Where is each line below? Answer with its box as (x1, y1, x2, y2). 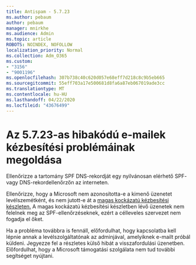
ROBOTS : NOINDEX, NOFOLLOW (6, 42, 73, 48)
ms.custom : (6, 58, 33, 64)
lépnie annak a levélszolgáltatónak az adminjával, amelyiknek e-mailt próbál (6, 234, 191, 241)
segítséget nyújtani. (6, 253, 54, 260)
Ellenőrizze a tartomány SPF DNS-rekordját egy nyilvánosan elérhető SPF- (6, 173, 187, 180)
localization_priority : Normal (6, 47, 83, 53)
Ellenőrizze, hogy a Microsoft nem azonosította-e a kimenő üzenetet (6, 190, 172, 197)
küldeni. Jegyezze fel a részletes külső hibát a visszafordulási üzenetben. (6, 240, 185, 247)
